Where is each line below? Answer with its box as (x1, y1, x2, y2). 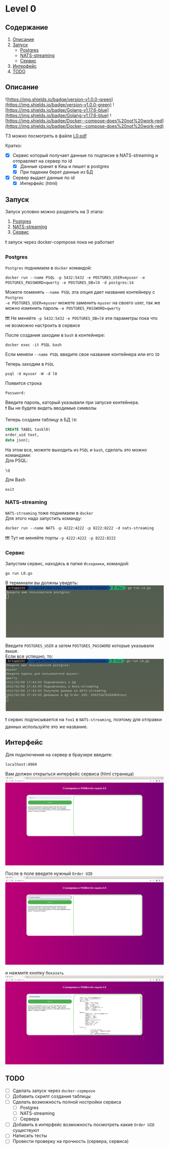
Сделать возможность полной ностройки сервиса (12, 1099, 122, 1105)
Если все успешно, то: (5, 653, 53, 659)
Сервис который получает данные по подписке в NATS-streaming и (12, 152, 158, 158)
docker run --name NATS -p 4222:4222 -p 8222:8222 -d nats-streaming (5, 526, 154, 531)
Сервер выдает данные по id (12, 174, 75, 181)
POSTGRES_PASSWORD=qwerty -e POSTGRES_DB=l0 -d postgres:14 (5, 280, 134, 286)
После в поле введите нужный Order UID (5, 870, 93, 876)
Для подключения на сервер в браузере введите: (5, 751, 113, 757)
